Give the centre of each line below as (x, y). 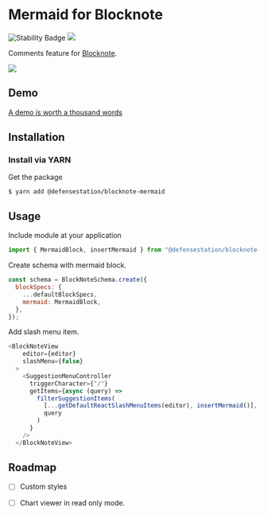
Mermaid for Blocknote (86, 15)
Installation (37, 137)
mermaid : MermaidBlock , (62, 302)
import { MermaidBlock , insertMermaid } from (85, 250)
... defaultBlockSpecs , (60, 295)
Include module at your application (65, 236)
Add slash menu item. (44, 332)
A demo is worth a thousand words (66, 112)
